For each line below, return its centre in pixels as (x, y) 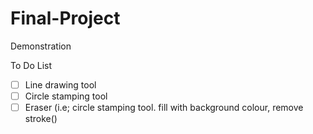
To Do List (31, 65)
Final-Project (65, 18)
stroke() (41, 119)
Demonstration (41, 46)
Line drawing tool (60, 84)
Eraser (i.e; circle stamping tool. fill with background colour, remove (164, 108)
